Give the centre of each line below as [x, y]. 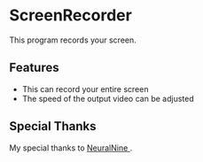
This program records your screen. [73, 40]
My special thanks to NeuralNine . [71, 148]
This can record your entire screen [85, 89]
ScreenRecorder [71, 15]
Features [34, 68]
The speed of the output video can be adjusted [108, 98]
